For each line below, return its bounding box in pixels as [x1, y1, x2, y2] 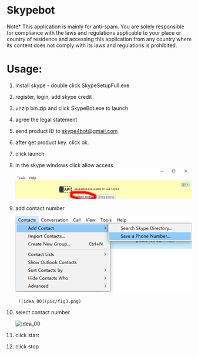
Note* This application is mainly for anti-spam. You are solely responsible [6, 23, 184, 30]
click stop [15, 342, 39, 350]
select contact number [15, 308, 70, 315]
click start [15, 331, 40, 338]
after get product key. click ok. [15, 139, 89, 146]
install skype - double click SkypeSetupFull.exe [15, 82, 130, 89]
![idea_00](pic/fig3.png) [18, 298, 82, 304]
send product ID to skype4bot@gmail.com [15, 127, 118, 134]
